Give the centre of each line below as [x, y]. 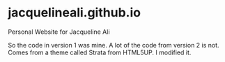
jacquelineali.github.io [75, 13]
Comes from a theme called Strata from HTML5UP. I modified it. [100, 52]
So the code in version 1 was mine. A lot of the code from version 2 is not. [114, 45]
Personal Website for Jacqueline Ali [59, 32]
